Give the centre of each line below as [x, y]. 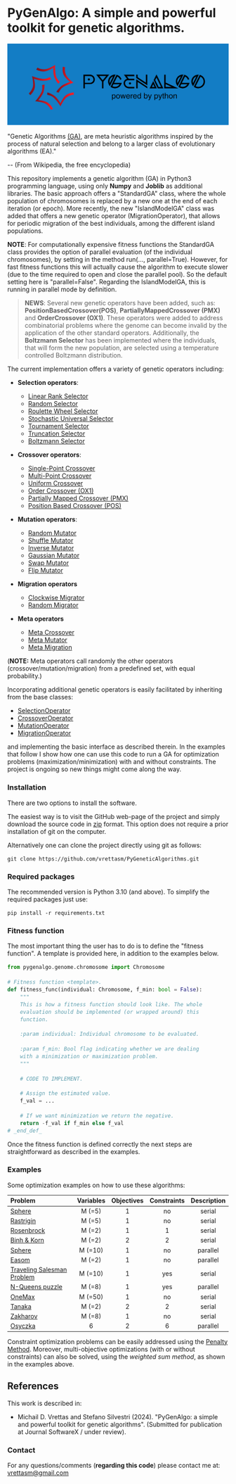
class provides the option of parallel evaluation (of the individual [100, 252]
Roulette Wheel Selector [63, 411]
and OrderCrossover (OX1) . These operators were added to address [124, 318]
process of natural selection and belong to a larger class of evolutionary [111, 144]
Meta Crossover [51, 633]
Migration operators [47, 584]
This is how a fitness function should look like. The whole [111, 1004]
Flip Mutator [45, 571]
